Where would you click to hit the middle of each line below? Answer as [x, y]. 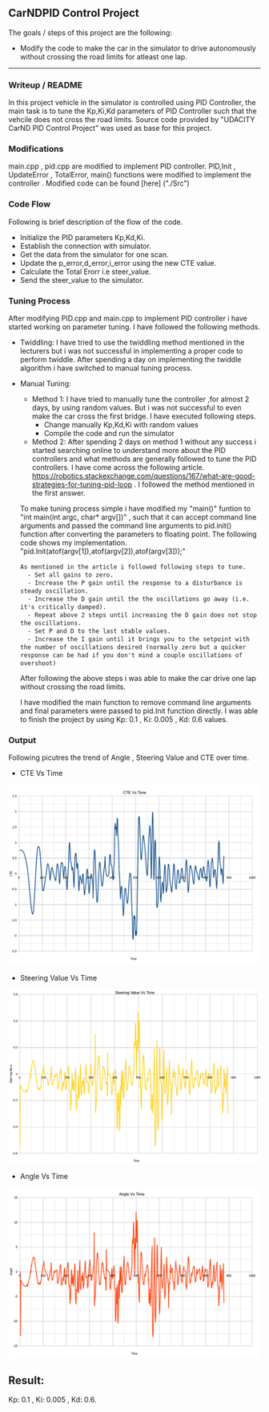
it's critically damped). [63, 607]
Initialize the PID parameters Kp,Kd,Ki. [82, 237]
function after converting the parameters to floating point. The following [139, 534]
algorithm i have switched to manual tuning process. [106, 368]
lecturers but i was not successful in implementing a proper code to [131, 351]
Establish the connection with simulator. [86, 246]
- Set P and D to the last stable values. [99, 631]
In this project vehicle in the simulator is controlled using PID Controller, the [132, 103]
